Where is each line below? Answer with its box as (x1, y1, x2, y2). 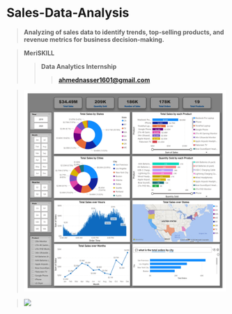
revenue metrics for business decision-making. (23, 35, 164, 43)
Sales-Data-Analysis (6, 5, 130, 21)
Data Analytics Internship (40, 62, 117, 70)
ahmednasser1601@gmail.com (58, 75, 150, 84)
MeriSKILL (23, 49, 55, 57)
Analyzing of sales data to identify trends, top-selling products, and (23, 28, 224, 36)
